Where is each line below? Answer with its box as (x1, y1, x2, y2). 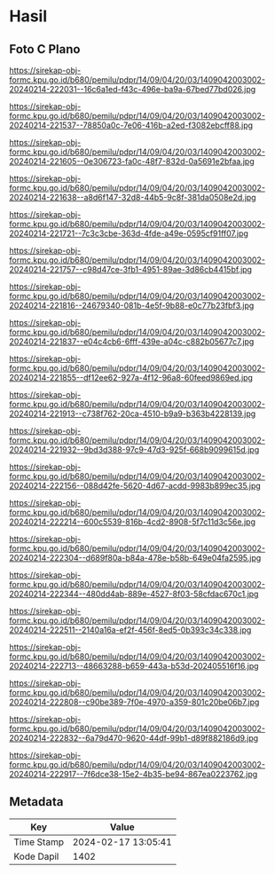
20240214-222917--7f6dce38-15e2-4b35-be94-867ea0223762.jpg (9, 769, 258, 779)
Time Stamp (13, 836, 65, 848)
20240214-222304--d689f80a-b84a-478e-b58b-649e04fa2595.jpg (9, 553, 262, 563)
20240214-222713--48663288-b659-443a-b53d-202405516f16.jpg (9, 661, 259, 671)
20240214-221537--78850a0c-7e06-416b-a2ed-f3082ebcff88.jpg (9, 120, 254, 130)
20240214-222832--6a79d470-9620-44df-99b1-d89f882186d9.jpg (9, 733, 259, 743)
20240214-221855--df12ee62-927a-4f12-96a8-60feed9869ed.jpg (9, 373, 253, 382)
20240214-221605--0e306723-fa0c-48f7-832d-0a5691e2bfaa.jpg (9, 156, 255, 166)
